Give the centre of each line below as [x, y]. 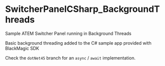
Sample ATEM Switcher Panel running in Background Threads [68, 33]
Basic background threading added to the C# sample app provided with [78, 43]
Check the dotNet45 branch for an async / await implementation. [70, 58]
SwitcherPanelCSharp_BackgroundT [82, 9]
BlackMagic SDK [22, 48]
